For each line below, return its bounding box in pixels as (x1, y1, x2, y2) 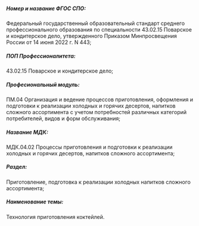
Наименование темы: (6, 198, 64, 205)
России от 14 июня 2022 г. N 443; (6, 39, 92, 46)
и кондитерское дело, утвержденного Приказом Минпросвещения (6, 32, 177, 39)
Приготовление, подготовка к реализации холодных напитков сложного (6, 178, 191, 186)
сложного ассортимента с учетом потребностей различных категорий (6, 108, 187, 115)
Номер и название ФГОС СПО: (6, 5, 86, 12)
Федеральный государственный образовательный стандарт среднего (6, 20, 185, 27)
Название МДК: (6, 128, 49, 136)
